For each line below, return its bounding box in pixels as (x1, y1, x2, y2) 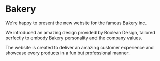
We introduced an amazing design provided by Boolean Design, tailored (5, 29, 156, 35)
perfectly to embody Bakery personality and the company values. (5, 35, 142, 41)
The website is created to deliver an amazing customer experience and (5, 44, 154, 50)
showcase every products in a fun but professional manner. (5, 50, 130, 56)
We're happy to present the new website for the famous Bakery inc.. (5, 20, 148, 26)
